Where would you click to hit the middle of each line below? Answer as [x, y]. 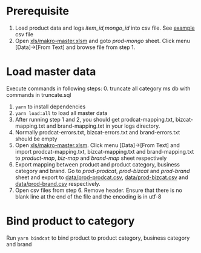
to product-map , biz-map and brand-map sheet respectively [91, 158]
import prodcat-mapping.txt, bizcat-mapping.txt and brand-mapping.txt [104, 151]
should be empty [36, 139]
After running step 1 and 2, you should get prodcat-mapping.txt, [94, 119]
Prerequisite [38, 11]
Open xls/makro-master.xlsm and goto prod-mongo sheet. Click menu [103, 41]
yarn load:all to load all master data [61, 113]
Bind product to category [71, 221]
